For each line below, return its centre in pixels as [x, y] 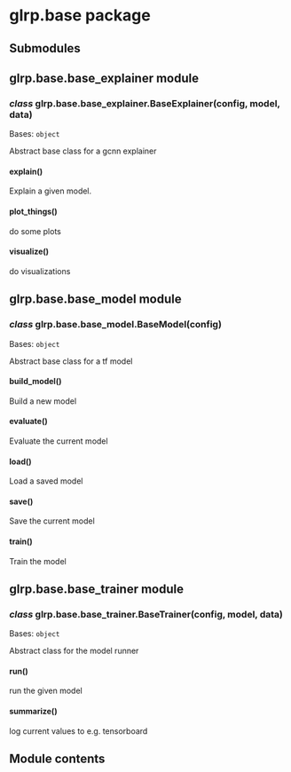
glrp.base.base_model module [95, 299]
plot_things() [33, 212]
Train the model [38, 561]
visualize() [29, 252]
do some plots [35, 231]
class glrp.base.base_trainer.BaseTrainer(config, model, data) [146, 614]
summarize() [33, 712]
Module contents [57, 759]
